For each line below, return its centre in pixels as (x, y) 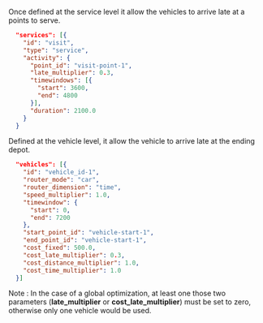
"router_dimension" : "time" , (72, 187)
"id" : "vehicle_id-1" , (61, 172)
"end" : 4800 (58, 96)
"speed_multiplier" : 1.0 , (67, 195)
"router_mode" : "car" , (61, 180)
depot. (19, 150)
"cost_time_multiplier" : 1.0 (72, 270)
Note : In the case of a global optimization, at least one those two (117, 293)
